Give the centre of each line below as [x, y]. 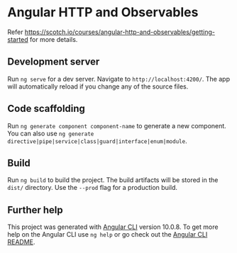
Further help [35, 210]
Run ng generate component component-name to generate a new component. [117, 125]
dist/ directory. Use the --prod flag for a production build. [92, 188]
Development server [54, 62]
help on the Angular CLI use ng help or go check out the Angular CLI [108, 235]
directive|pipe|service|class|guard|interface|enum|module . [97, 141]
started [18, 39]
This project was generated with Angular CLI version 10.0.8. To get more [113, 227]
